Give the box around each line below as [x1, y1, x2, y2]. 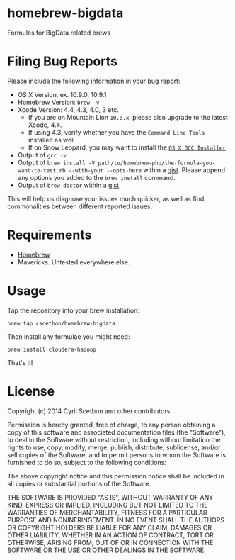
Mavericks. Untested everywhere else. [17, 257, 130, 267]
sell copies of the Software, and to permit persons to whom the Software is [7, 450, 227, 459]
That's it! [7, 358, 33, 366]
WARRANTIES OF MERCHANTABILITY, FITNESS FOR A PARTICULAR [7, 508, 207, 517]
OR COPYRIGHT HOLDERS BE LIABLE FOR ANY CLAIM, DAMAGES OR [7, 523, 212, 532]
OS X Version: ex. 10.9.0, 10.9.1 [17, 90, 107, 99]
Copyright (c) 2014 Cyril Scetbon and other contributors [7, 406, 171, 415]
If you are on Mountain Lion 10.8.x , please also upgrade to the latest [28, 113, 229, 121]
